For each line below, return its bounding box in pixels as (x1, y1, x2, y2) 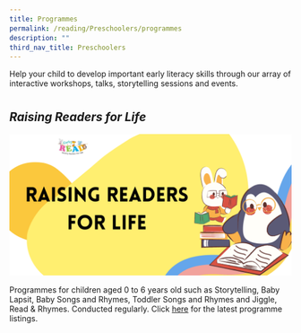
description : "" (9, 33, 70, 42)
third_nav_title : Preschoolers (9, 43, 126, 52)
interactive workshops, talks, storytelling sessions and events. (9, 78, 239, 89)
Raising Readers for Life (9, 110, 147, 125)
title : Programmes (9, 14, 78, 23)
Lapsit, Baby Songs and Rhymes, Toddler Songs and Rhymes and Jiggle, (9, 294, 278, 304)
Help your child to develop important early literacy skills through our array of (9, 68, 291, 80)
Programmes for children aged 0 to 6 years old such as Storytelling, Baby (9, 284, 280, 295)
